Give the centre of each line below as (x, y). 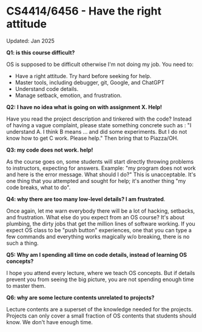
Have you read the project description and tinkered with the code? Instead (99, 119)
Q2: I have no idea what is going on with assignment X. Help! (84, 107)
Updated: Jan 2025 (30, 41)
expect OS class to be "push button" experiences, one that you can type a (99, 230)
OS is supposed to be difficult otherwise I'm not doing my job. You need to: (100, 64)
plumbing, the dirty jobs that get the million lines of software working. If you (101, 224)
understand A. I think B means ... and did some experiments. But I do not (97, 131)
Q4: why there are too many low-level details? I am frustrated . (86, 199)
